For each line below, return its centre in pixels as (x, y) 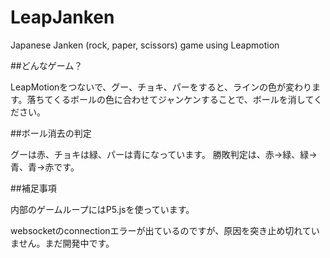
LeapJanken (62, 17)
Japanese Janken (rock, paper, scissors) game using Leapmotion (145, 45)
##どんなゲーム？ (46, 65)
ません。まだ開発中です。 (62, 243)
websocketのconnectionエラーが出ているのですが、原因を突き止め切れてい (165, 230)
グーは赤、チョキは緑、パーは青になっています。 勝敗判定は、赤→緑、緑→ (164, 154)
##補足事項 (33, 188)
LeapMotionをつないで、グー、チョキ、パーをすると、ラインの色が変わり (161, 87)
